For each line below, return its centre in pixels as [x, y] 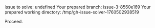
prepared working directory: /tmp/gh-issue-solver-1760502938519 [72, 12]
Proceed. [14, 21]
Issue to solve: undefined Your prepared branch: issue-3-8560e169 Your [78, 7]
